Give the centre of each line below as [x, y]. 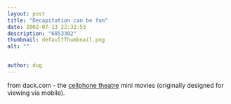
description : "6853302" [42, 33]
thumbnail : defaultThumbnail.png [56, 40]
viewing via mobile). [36, 93]
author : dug [25, 65]
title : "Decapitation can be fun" [58, 20]
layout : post [26, 14]
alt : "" [19, 46]
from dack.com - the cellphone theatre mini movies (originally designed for [115, 85]
